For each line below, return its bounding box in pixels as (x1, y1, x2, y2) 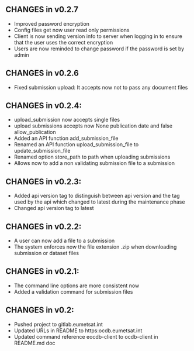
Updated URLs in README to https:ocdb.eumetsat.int (13, 327, 143, 334)
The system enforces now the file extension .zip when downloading (13, 243, 177, 250)
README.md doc (13, 339, 56, 346)
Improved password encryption (13, 20, 90, 27)
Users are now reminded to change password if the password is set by (13, 45, 185, 52)
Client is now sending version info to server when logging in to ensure (13, 32, 182, 40)
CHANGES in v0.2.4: (5, 101, 82, 111)
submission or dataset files (13, 250, 79, 257)
